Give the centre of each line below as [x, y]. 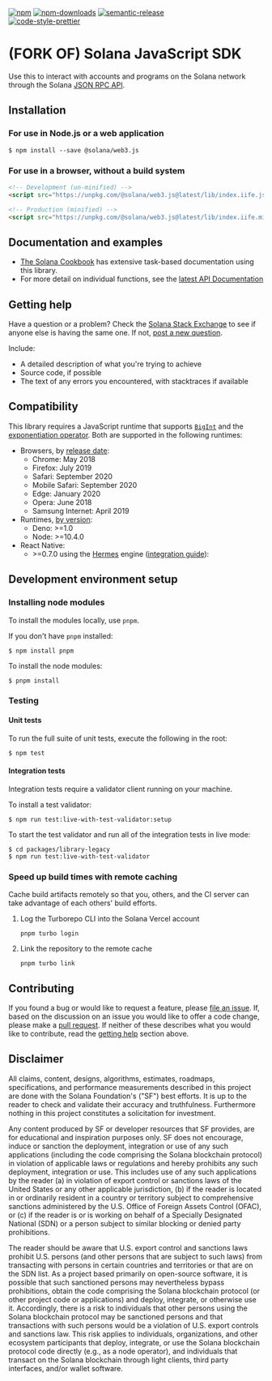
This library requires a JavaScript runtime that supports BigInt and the [126, 426]
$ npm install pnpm [41, 651]
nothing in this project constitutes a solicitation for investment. [112, 1113]
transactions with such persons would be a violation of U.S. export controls [134, 1325]
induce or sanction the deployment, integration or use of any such [119, 1146]
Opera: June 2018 [62, 502]
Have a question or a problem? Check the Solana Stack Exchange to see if [132, 324]
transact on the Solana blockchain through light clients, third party [119, 1360]
